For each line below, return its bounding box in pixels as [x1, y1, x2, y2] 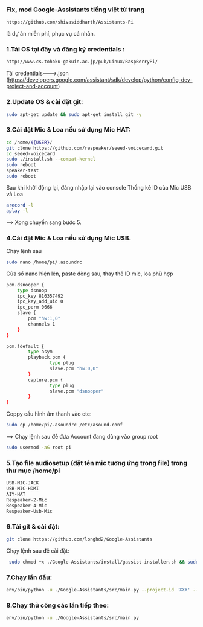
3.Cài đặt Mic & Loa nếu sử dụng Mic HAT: [6, 126, 131, 134]
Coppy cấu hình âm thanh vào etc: [6, 410, 92, 417]
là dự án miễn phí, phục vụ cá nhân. [6, 30, 95, 37]
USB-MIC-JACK [6, 480, 39, 486]
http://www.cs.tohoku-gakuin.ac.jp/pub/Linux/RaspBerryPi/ [6, 59, 158, 65]
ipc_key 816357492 [17, 293, 63, 299]
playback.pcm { [28, 355, 66, 361]
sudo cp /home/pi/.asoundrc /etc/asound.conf [6, 422, 123, 428]
